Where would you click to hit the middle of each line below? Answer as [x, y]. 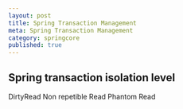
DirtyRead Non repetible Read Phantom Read [82, 96]
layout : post [30, 16]
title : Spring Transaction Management [72, 23]
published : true [35, 45]
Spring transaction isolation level [92, 78]
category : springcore [44, 38]
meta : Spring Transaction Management [71, 30]
